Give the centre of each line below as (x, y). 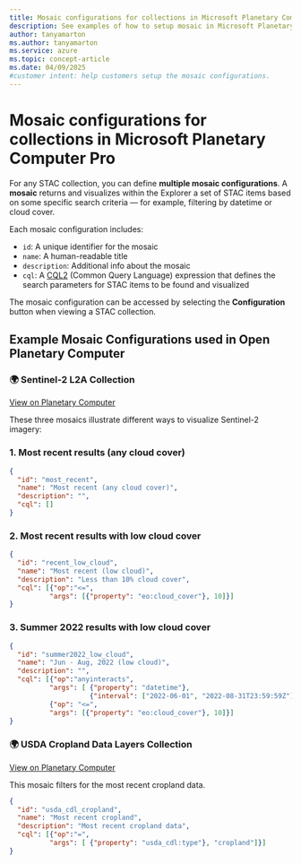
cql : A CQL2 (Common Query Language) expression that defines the (149, 275)
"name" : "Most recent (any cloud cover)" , (98, 488)
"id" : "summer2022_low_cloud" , (76, 654)
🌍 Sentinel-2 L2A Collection (72, 380)
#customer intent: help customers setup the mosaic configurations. (140, 76)
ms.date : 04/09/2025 (48, 68)
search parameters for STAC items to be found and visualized (136, 284)
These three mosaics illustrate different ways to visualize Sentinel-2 (134, 420)
